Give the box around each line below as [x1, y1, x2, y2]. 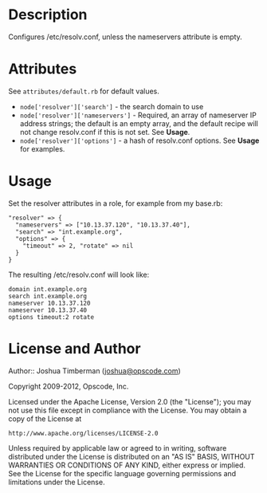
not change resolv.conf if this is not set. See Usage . [19, 127, 190, 136]
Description [8, 6, 88, 24]
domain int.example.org [8, 285, 88, 293]
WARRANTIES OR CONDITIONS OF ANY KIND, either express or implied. [8, 460, 245, 470]
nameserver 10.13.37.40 [8, 306, 88, 314]
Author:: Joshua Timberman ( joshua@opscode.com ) [8, 365, 181, 376]
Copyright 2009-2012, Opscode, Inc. [8, 381, 129, 391]
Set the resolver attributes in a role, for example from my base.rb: [8, 198, 223, 208]
